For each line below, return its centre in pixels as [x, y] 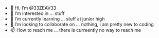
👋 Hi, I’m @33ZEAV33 [33, 8]
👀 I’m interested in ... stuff [37, 13]
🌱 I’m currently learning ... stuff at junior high [57, 19]
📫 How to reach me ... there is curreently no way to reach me [76, 30]
